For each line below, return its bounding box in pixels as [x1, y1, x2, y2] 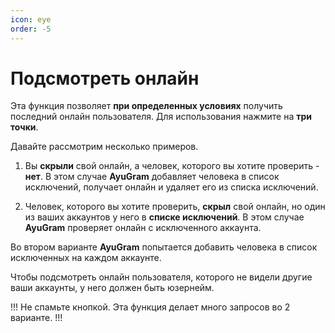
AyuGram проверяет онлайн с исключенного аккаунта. [24, 222, 262, 234]
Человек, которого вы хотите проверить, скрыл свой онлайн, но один [24, 201, 326, 213]
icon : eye [10, 14, 52, 25]
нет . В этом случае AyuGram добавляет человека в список [24, 171, 280, 183]
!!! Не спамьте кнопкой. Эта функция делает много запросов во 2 [10, 301, 291, 313]
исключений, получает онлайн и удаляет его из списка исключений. [24, 181, 319, 193]
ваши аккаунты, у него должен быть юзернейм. [10, 282, 215, 294]
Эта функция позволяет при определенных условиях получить [10, 100, 283, 112]
